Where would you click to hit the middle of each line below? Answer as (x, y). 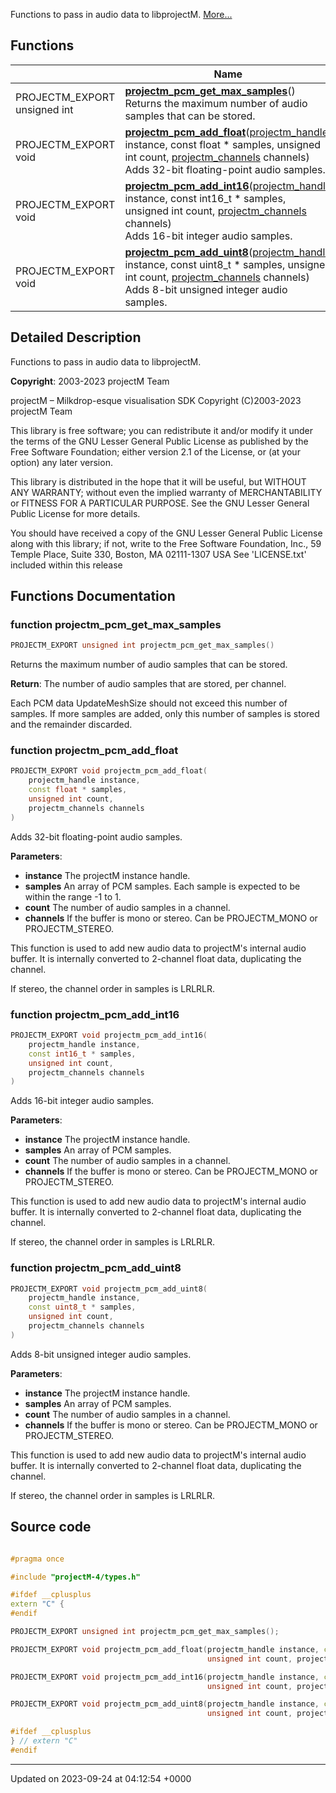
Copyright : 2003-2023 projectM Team (90, 381)
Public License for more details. (75, 513)
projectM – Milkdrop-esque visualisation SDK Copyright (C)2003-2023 (156, 400)
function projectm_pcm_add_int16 (95, 1014)
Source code (51, 1527)
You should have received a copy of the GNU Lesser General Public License (166, 533)
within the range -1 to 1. (73, 896)
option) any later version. (61, 462)
